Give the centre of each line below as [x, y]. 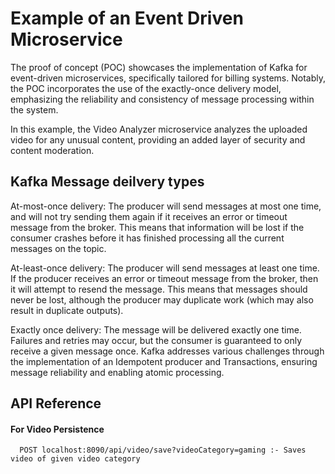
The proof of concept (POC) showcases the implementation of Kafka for [159, 67]
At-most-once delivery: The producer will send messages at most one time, [166, 206]
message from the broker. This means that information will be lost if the [157, 227]
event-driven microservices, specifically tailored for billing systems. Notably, [168, 78]
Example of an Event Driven [127, 18]
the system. [34, 109]
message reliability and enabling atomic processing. [117, 372]
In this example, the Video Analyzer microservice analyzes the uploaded [159, 129]
